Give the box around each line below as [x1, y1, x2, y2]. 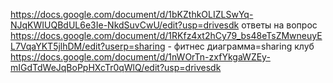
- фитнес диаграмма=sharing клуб [167, 40, 315, 52]
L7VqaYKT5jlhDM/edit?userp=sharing [10, 40, 166, 52]
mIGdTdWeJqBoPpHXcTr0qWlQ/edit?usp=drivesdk [10, 62, 222, 73]
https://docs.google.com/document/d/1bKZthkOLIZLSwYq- [10, 9, 254, 20]
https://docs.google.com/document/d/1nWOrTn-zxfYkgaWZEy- [10, 51, 271, 63]
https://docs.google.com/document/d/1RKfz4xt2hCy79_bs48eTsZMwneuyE [10, 30, 323, 41]
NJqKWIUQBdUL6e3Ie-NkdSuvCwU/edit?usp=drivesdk [10, 19, 240, 31]
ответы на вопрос [241, 19, 318, 31]
